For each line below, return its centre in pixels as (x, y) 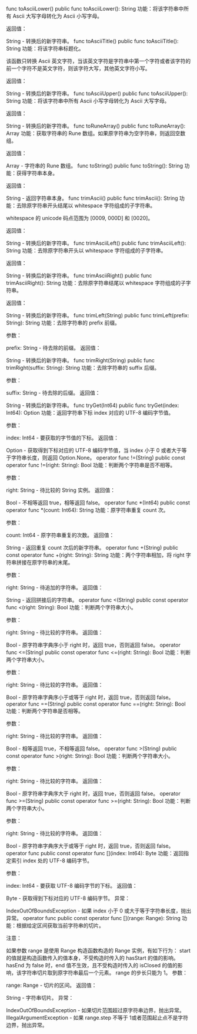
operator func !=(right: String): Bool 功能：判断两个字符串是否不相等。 (91, 465)
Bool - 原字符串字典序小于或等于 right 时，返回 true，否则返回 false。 (90, 697)
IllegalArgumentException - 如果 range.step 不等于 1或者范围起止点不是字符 (97, 1017)
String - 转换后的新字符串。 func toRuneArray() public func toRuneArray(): (96, 126)
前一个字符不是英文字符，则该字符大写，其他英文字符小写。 (78, 68)
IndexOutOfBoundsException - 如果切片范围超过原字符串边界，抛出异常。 (96, 1010)
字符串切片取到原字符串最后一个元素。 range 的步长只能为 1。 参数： (105, 973)
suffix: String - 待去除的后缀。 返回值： (53, 393)
